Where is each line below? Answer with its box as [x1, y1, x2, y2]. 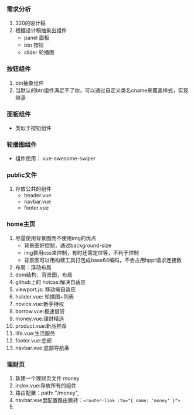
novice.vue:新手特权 [15, 300, 64, 307]
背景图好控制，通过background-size [23, 242, 112, 249]
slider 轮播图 [23, 49, 55, 56]
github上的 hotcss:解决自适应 [15, 278, 86, 285]
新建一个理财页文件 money [15, 375, 80, 382]
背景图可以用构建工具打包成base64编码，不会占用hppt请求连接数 [23, 256, 182, 263]
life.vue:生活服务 [15, 330, 55, 337]
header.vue [23, 192, 52, 199]
